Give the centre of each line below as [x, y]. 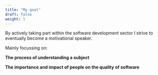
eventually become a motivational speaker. [49, 38]
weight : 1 [15, 19]
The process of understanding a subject [47, 58]
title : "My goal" [23, 10]
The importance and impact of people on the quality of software [72, 67]
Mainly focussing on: [26, 48]
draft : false [19, 14]
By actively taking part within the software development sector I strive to [79, 33]
